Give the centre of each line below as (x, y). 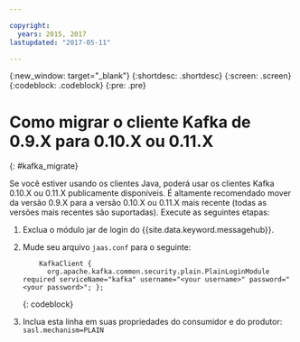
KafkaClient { (66, 264)
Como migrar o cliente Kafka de (130, 122)
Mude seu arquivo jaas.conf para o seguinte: (107, 247)
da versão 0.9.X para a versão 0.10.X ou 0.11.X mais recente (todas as (138, 203)
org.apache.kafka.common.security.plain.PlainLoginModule (158, 272)
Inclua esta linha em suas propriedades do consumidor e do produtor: (152, 322)
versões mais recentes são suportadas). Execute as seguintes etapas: (140, 212)
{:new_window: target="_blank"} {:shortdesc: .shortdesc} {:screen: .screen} (150, 76)
